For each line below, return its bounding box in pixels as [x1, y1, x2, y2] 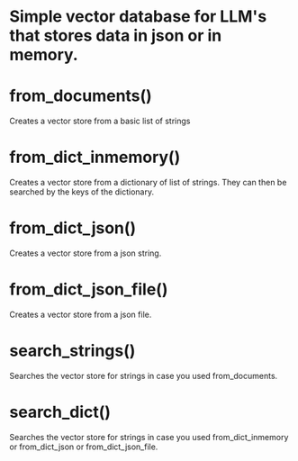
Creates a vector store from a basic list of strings [9, 115, 191, 127]
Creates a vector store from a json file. [9, 309, 152, 320]
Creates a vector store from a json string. [9, 248, 162, 258]
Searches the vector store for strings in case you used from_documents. [9, 370, 278, 381]
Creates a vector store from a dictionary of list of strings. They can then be [9, 177, 287, 188]
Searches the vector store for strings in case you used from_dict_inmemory [9, 431, 289, 442]
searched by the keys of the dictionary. [9, 186, 155, 197]
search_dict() [9, 402, 111, 422]
